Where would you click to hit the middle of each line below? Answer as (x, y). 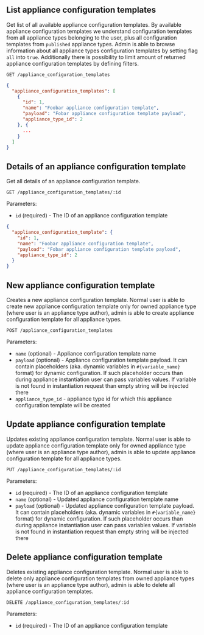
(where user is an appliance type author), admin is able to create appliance (100, 312)
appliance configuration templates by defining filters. (72, 63)
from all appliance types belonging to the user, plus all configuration (92, 37)
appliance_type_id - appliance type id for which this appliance (93, 399)
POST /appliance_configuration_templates (60, 330)
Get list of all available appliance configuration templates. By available (94, 24)
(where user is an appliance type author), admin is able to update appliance (101, 452)
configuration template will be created (63, 405)
